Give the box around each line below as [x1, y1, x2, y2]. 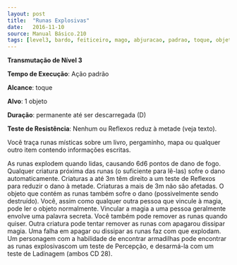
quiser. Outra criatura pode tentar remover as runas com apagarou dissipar [7, 220, 226, 228]
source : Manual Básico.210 [7, 30, 87, 37]
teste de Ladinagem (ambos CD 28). [7, 249, 113, 258]
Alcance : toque [7, 83, 53, 92]
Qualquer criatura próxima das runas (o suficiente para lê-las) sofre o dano [7, 167, 226, 175]
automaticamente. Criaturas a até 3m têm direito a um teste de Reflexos [7, 175, 216, 183]
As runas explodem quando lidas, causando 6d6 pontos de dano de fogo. [7, 160, 221, 168]
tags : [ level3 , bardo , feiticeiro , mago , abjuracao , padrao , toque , [7, 37, 213, 44]
